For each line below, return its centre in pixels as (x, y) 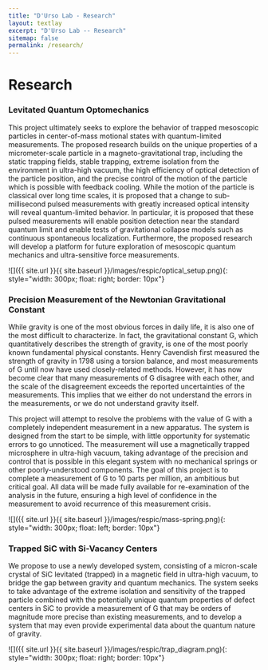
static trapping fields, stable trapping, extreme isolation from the (114, 162)
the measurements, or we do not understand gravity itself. (104, 403)
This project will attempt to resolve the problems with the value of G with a (130, 419)
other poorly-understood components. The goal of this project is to (118, 469)
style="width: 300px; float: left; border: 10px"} (84, 528)
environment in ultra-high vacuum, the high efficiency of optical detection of (134, 169)
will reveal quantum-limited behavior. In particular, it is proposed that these (131, 212)
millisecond (27, 204)
